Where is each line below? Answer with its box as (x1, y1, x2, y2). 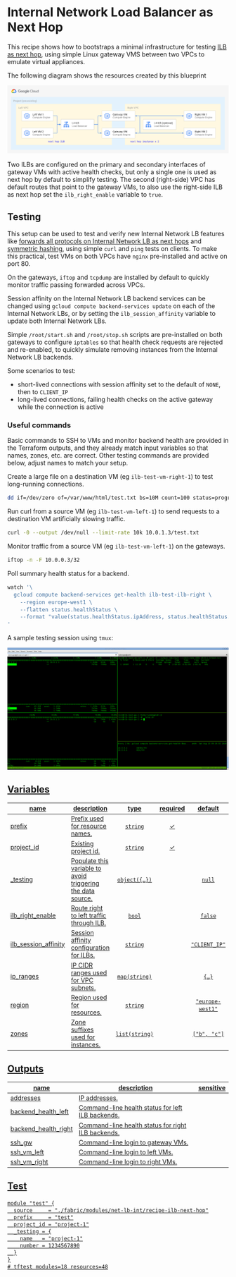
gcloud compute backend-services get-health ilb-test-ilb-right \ (13, 591, 212, 598)
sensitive (198, 1083, 226, 1092)
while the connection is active (17, 403, 104, 411)
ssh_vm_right (10, 1158, 48, 1166)
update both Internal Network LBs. (7, 317, 107, 325)
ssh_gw (10, 1138, 33, 1147)
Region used (70, 993, 107, 1001)
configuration (70, 943, 110, 952)
